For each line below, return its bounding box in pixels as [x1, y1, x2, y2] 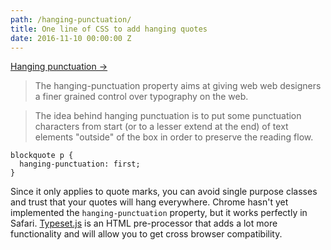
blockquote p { [10, 151, 74, 161]
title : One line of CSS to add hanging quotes [10, 24, 208, 34]
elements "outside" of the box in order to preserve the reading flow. [34, 131, 314, 143]
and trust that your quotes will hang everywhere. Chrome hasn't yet [10, 196, 289, 208]
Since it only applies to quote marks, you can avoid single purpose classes [10, 186, 318, 198]
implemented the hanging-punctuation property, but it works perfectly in [10, 207, 308, 219]
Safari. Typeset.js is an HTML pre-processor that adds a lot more [10, 217, 278, 230]
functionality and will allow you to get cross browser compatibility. [10, 228, 283, 240]
